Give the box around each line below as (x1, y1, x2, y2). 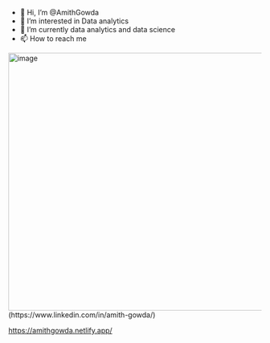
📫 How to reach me (19, 34, 87, 43)
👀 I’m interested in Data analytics (19, 16, 129, 26)
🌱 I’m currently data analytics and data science (19, 25, 175, 34)
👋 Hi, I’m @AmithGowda (19, 8, 99, 17)
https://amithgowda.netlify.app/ (8, 326, 112, 335)
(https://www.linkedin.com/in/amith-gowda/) (8, 310, 156, 320)
